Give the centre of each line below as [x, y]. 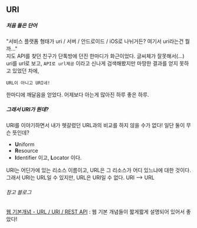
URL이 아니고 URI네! [28, 83]
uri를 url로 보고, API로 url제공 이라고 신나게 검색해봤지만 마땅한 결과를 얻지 [92, 64]
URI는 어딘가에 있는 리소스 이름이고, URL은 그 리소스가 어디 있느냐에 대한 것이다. [99, 170]
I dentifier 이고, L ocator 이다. [48, 158]
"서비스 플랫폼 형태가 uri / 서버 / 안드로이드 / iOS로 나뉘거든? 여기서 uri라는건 [95, 41]
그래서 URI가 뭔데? [27, 109]
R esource [26, 151]
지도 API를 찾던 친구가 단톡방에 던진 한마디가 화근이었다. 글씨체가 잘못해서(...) [95, 56]
